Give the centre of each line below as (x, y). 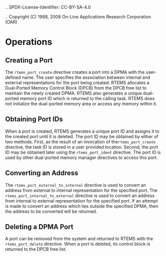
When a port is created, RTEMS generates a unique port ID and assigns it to (82, 131)
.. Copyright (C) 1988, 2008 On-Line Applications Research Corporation (78, 17)
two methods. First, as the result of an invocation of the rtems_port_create (81, 142)
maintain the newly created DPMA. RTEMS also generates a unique (74, 93)
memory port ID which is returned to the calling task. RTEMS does (87, 98)
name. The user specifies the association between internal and (86, 77)
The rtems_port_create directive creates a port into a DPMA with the (75, 72)
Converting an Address (42, 173)
